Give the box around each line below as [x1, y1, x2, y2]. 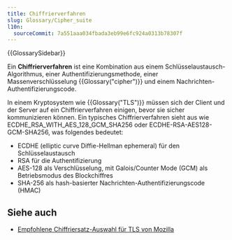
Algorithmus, [7, 70, 44, 78]
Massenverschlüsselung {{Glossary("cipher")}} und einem [7, 78, 175, 86]
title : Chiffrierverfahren [7, 10, 86, 17]
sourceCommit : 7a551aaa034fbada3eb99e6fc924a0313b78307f [13, 29, 183, 37]
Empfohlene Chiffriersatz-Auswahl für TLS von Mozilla [17, 225, 175, 234]
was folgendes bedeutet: [51, 128, 124, 136]
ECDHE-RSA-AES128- [149, 120, 212, 129]
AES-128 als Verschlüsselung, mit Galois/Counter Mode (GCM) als [17, 164, 208, 172]
